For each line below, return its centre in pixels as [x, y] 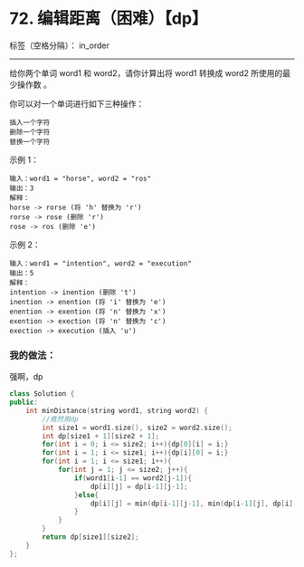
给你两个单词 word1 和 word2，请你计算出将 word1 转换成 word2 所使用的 [146, 72]
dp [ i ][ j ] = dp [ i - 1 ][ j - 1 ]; [139, 486]
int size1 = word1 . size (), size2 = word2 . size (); [137, 428]
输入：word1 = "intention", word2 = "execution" [101, 264]
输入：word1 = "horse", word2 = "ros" [81, 178]
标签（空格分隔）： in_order [60, 45]
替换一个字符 [30, 141]
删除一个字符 [30, 132]
